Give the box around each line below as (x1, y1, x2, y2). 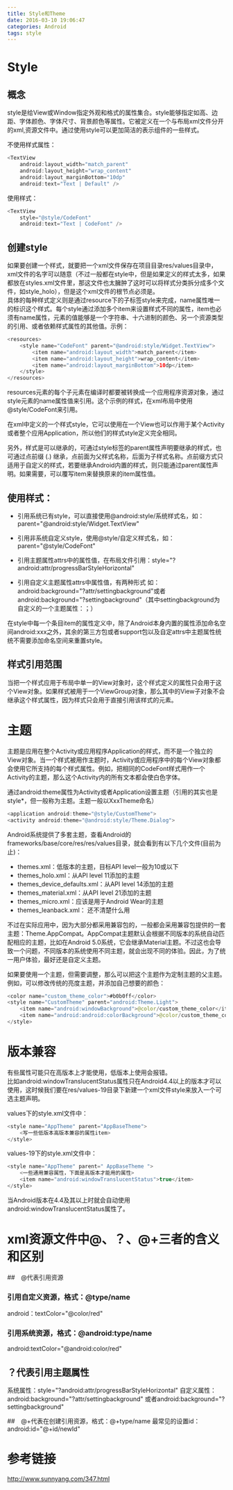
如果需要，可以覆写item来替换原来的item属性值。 (19, 470, 159, 478)
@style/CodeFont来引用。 (7, 406, 82, 414)
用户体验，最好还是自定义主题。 (12, 955, 105, 963)
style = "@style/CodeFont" (19, 214, 92, 221)
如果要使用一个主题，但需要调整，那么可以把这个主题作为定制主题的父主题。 (7, 970, 226, 978)
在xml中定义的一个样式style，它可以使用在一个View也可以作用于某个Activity (7, 420, 225, 429)
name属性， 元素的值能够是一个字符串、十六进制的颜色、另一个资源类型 (19, 313, 224, 322)
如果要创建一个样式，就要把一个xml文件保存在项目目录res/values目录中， (7, 261, 217, 270)
